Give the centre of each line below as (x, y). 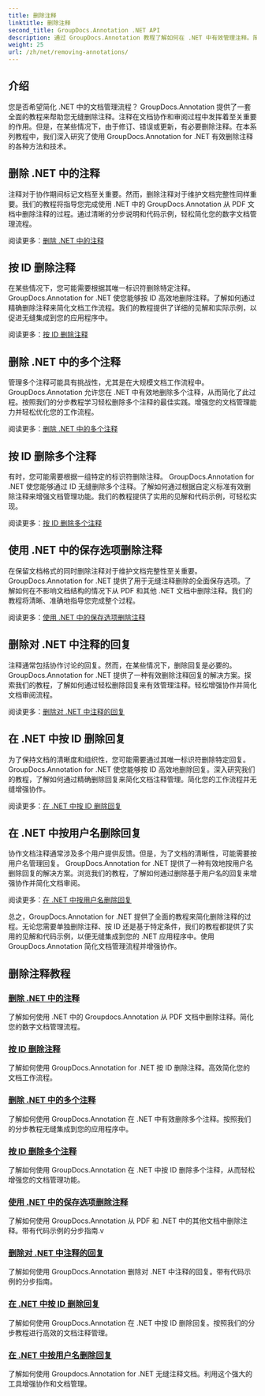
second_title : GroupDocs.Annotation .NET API (84, 30)
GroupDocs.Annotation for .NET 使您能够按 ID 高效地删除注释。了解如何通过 (132, 298)
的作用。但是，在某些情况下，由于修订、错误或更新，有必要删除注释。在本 (129, 126)
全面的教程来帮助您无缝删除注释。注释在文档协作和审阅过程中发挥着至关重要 (132, 116)
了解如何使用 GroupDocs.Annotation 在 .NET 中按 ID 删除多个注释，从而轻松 (131, 1169)
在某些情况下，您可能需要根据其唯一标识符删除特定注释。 (101, 288)
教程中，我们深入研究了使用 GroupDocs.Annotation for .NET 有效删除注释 (134, 136)
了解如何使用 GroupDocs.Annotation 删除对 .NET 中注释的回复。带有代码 (126, 1272)
